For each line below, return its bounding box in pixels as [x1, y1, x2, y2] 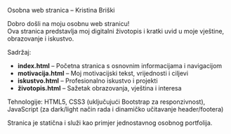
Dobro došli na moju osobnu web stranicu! [7, 20, 130, 27]
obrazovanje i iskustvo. [7, 34, 74, 43]
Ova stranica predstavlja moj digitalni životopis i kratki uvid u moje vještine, [7, 27, 225, 35]
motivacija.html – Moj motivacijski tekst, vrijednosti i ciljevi [17, 69, 188, 77]
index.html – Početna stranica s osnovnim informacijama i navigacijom [17, 62, 223, 69]
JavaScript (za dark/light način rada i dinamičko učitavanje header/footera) [7, 105, 224, 113]
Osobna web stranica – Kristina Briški [7, 6, 115, 14]
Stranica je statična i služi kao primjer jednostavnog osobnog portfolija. [7, 119, 213, 127]
